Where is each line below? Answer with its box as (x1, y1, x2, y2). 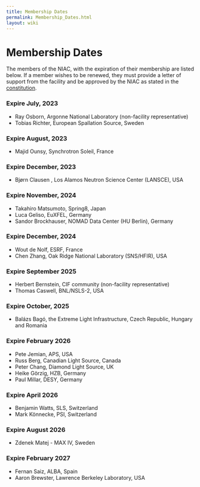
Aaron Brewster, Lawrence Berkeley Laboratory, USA (14, 474, 145, 481)
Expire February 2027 (6, 454, 70, 463)
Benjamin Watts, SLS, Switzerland (14, 404, 99, 411)
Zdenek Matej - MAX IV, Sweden (14, 439, 96, 446)
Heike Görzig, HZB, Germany (14, 369, 87, 376)
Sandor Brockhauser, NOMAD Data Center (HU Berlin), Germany (14, 218, 174, 225)
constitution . (6, 84, 37, 91)
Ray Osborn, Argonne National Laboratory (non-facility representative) (14, 113, 189, 120)
